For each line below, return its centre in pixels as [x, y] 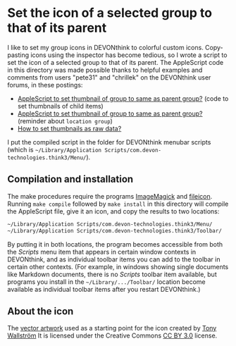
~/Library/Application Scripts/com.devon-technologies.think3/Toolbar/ [114, 230]
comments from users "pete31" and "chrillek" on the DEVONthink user [109, 77]
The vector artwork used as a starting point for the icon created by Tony [112, 328]
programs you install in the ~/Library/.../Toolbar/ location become [106, 282]
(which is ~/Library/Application [55, 149]
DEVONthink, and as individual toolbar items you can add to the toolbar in [114, 259]
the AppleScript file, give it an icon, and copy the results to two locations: [113, 211]
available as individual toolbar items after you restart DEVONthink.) [104, 289]
